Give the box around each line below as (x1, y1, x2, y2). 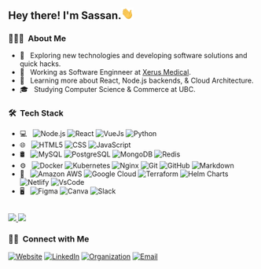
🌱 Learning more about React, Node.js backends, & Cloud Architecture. (19, 76, 254, 85)
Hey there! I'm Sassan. (8, 9, 122, 23)
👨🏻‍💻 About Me (8, 32, 67, 43)
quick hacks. (19, 59, 61, 68)
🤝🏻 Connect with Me (8, 234, 90, 245)
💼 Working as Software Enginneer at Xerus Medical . (19, 67, 191, 76)
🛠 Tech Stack (8, 107, 64, 118)
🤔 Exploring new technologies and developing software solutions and (19, 50, 248, 60)
